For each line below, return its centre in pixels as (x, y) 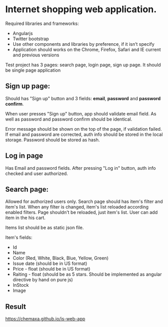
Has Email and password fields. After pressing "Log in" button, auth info (81, 168)
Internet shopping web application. (81, 9)
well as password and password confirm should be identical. (69, 119)
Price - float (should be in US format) (51, 269)
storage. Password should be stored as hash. (53, 140)
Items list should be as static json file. (45, 228)
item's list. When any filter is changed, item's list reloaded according (77, 207)
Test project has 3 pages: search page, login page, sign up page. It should (83, 65)
